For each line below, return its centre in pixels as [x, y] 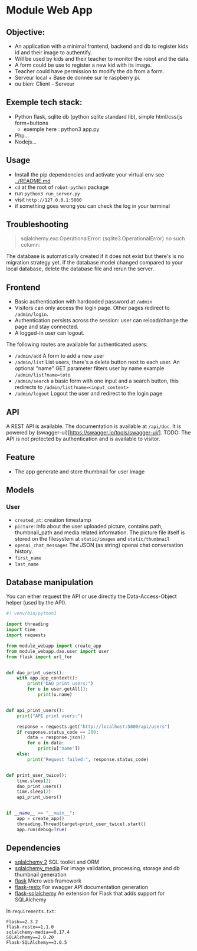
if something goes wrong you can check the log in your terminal [92, 206]
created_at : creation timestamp [53, 519]
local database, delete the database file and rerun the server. [80, 269]
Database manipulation [50, 582]
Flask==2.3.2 [22, 922]
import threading [27, 624]
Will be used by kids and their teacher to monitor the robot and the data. [102, 59]
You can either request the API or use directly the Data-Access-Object [91, 596]
